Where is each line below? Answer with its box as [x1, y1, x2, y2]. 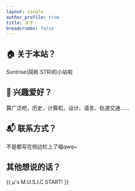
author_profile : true [6, 14, 60, 20]
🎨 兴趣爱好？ [6, 87, 52, 98]
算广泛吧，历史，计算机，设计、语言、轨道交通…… [6, 104, 130, 111]
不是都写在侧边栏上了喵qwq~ [6, 143, 78, 150]
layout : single [6, 8, 44, 15]
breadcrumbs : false [6, 25, 54, 32]
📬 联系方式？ [6, 123, 57, 134]
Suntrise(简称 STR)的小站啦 [6, 68, 73, 76]
